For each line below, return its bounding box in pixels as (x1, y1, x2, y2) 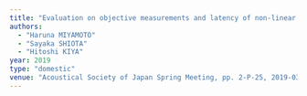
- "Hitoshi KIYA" (17, 48, 84, 57)
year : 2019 (9, 56, 51, 65)
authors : (9, 22, 43, 31)
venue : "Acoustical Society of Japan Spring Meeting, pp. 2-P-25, (9, 73, 268, 82)
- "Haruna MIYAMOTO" (17, 30, 96, 39)
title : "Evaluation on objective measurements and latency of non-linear (9, 13, 297, 23)
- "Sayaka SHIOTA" (17, 38, 89, 48)
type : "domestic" (9, 65, 76, 74)
